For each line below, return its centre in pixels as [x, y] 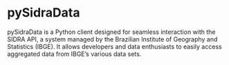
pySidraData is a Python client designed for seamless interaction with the [111, 32]
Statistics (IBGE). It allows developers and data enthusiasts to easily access [115, 46]
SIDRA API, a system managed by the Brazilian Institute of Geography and [112, 39]
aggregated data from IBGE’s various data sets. [74, 54]
